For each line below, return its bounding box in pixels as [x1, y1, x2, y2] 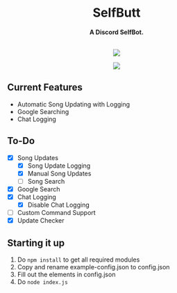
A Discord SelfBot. [89, 28, 144, 36]
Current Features [7, 81, 83, 93]
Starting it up [7, 237, 65, 248]
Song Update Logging [27, 161, 91, 170]
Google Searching [17, 107, 69, 116]
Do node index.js [17, 277, 68, 286]
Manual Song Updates [27, 169, 92, 177]
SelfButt [92, 5, 141, 21]
